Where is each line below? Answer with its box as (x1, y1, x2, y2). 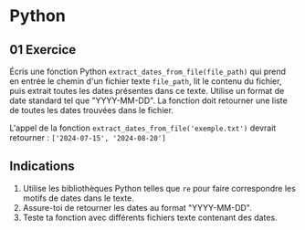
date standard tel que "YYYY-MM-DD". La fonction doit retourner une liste (9, 95, 288, 106)
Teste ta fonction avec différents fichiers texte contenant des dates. (22, 212, 278, 223)
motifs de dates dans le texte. (22, 193, 135, 204)
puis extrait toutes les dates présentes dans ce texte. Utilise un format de (9, 86, 285, 96)
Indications (9, 159, 75, 174)
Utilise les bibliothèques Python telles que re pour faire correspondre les (22, 183, 297, 193)
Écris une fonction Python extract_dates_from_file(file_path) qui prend (9, 66, 286, 77)
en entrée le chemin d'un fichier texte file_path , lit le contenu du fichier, (9, 76, 282, 87)
